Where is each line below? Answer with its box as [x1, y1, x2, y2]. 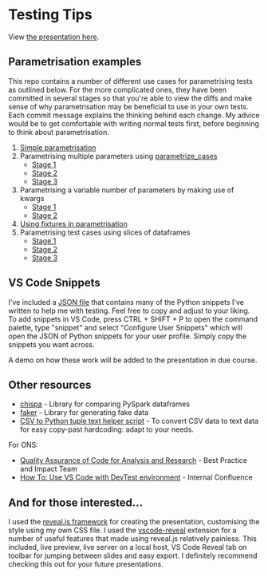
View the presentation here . [8, 32, 100, 41]
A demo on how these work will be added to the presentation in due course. [8, 355, 258, 365]
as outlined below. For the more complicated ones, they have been [8, 85, 227, 94]
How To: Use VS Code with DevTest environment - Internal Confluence [19, 472, 253, 482]
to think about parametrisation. [8, 127, 109, 136]
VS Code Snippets [8, 276, 101, 290]
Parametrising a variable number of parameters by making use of [19, 185, 235, 195]
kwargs [19, 193, 45, 203]
